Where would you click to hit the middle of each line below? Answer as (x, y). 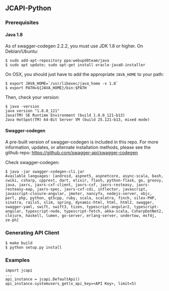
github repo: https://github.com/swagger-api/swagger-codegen (72, 153)
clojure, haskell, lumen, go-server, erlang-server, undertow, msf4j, (81, 215)
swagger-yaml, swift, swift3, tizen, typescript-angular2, (69, 207)
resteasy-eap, (20, 189)
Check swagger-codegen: (32, 162)
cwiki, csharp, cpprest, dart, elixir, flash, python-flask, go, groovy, (84, 180)
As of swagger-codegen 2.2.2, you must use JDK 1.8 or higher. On (74, 46)
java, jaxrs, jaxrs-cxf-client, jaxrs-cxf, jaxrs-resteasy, (70, 185)
